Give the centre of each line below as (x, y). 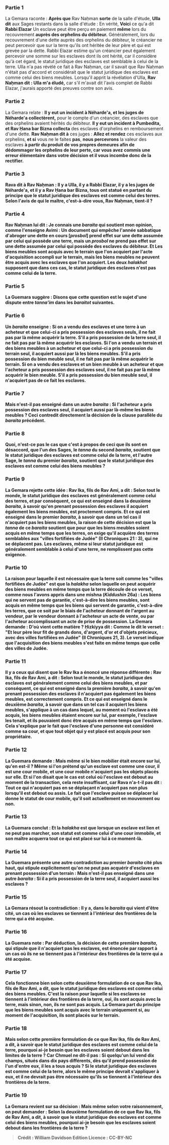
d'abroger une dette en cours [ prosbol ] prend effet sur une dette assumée (84, 236)
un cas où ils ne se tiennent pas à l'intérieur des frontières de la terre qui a (84, 954)
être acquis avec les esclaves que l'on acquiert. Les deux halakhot (76, 263)
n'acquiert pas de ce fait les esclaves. (46, 380)
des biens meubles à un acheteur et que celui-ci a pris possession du (79, 348)
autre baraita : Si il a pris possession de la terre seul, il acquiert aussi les (82, 879)
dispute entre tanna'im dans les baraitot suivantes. (60, 302)
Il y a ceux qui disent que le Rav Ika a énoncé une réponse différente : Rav (83, 672)
